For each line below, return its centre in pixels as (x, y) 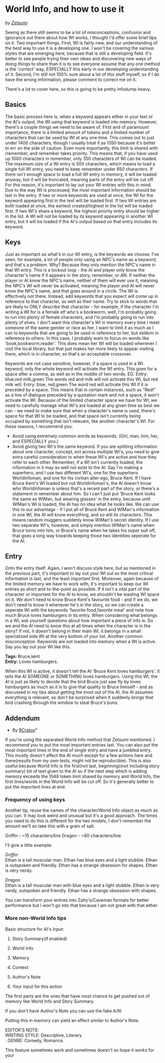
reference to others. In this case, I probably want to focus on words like (77, 338)
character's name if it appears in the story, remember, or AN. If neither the (80, 275)
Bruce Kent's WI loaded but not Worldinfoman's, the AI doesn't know (82, 483)
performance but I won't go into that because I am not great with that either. (82, 906)
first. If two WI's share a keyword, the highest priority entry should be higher (82, 211)
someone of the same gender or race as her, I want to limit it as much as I (79, 327)
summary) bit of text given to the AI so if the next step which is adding (76, 771)
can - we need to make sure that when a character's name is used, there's (80, 410)
